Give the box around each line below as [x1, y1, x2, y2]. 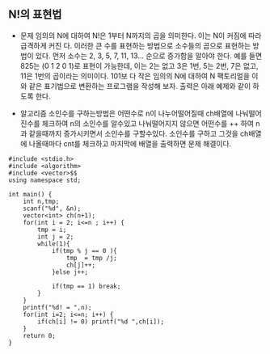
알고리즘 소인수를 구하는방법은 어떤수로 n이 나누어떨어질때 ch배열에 [19, 108, 234, 118]
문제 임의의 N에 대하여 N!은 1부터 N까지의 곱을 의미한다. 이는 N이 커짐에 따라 [19, 31, 262, 40]
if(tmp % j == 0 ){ [51, 247, 117, 255]
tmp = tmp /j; [65, 254, 117, 262]
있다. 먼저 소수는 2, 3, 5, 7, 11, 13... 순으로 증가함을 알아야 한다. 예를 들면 [35, 51, 263, 61]
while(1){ [37, 239, 70, 248]
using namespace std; [8, 176, 82, 184]
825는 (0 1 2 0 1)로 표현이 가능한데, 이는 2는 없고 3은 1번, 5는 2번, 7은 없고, [19, 61, 259, 70]
